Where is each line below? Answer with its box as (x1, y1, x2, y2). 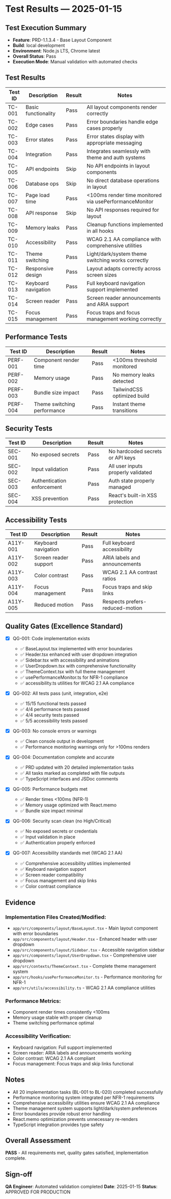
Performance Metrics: (5, 997, 61, 1005)
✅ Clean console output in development (20, 738, 104, 744)
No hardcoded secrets (108, 448, 162, 455)
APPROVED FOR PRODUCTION (5, 1189, 71, 1195)
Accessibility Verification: (5, 1033, 71, 1040)
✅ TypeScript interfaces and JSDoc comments (20, 776, 119, 782)
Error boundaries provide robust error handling (12, 1111, 111, 1117)
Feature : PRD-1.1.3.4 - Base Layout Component (12, 37, 112, 43)
